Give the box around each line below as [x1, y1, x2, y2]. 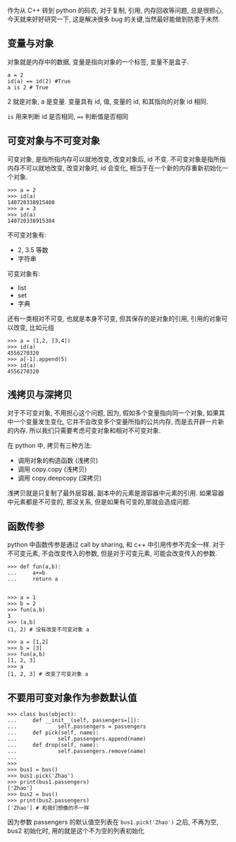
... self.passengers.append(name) [7, 736, 147, 743]
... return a [7, 576, 58, 583]
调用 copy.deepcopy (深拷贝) [17, 474, 102, 483]
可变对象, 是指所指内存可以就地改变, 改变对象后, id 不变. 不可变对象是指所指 [7, 154, 226, 163]
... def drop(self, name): [7, 742, 99, 749]
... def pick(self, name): [7, 729, 99, 736]
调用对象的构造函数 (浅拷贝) [17, 457, 99, 465]
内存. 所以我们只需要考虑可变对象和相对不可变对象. [13, 426, 161, 435]
